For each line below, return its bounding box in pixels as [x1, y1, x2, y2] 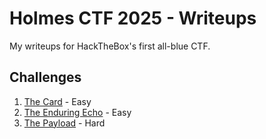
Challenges [9, 69, 82, 86]
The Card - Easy [23, 95, 92, 107]
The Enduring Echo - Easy [23, 106, 132, 118]
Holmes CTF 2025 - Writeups [9, 7, 257, 30]
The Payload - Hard [23, 117, 106, 129]
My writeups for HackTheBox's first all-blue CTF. [9, 40, 211, 52]
